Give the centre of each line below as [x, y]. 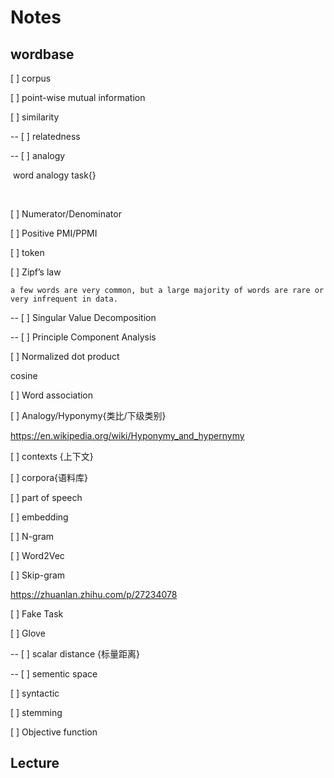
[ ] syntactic [35, 693]
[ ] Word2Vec [37, 555]
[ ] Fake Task [37, 614]
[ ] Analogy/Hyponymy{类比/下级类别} [88, 415]
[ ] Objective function [54, 732]
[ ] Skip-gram [38, 575]
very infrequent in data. [64, 299]
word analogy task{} [54, 175]
